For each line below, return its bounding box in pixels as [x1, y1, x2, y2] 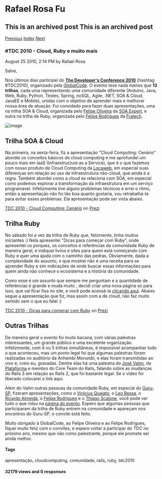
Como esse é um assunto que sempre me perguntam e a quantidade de [5, 278, 148, 283]
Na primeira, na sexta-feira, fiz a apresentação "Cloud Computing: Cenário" [5, 150, 156, 155]
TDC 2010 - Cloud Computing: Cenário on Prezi [5, 205, 100, 211]
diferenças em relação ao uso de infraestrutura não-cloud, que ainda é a [5, 170, 150, 176]
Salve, [5, 68, 18, 74]
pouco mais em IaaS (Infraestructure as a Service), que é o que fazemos [5, 160, 150, 166]
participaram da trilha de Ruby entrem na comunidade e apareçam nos [5, 405, 146, 411]
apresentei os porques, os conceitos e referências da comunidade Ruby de [5, 242, 155, 248]
